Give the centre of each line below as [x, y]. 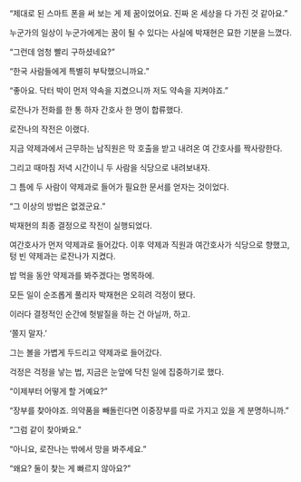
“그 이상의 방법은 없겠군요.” [58, 206]
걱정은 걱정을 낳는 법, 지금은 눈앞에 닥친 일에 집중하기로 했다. [117, 372]
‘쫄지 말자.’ [28, 333]
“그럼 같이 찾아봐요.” [45, 430]
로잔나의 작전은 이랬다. [49, 129]
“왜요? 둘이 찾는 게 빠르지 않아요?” [70, 468]
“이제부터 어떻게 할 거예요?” [58, 391]
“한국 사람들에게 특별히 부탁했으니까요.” [79, 71]
